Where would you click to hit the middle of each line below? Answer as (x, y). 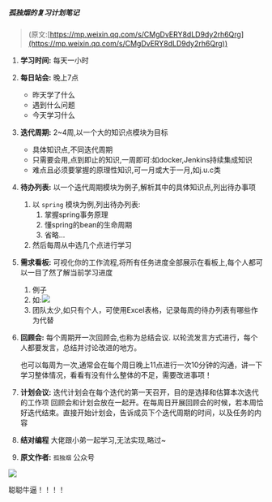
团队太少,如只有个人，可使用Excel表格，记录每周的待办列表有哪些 (141, 309)
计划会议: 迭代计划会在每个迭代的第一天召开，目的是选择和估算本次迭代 (139, 392)
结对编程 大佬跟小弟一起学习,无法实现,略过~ (93, 439)
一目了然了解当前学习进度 (70, 272)
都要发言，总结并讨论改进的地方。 (84, 347)
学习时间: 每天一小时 (54, 60)
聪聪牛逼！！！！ (37, 489)
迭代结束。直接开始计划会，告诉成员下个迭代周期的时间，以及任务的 (141, 412)
